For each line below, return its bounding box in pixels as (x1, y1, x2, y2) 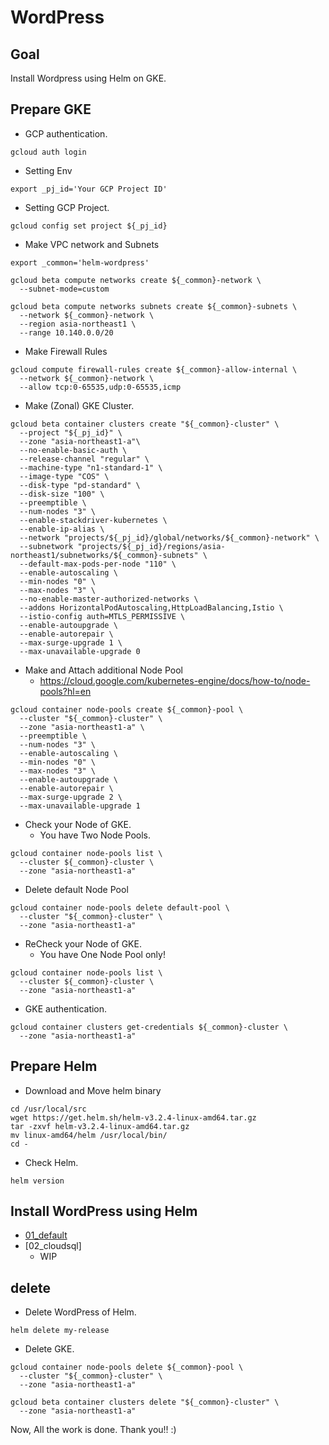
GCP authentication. (24, 127, 108, 140)
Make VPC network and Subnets (24, 238, 160, 250)
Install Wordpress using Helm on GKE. (10, 72, 167, 84)
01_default (24, 1229, 68, 1241)
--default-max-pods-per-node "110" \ (19, 559, 177, 569)
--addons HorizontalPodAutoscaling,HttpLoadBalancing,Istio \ (19, 602, 284, 613)
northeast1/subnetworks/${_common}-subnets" (10, 550, 199, 560)
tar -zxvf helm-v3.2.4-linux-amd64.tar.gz (10, 1121, 190, 1131)
